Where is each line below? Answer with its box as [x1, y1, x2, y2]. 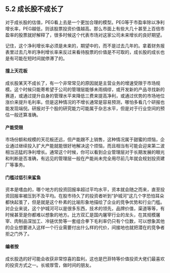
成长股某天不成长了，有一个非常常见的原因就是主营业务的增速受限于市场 [5, 80, 156, 86]
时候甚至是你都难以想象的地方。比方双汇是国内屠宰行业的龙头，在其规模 [5, 212, 156, 218]
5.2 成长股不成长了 [5, 5, 64, 14]
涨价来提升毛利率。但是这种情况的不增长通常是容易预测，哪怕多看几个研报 [5, 99, 160, 105]
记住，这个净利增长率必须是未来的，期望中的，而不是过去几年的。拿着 [5, 43, 152, 49]
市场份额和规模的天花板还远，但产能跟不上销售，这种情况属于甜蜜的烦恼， [5, 136, 160, 143]
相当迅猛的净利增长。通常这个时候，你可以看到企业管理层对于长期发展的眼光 [5, 149, 165, 155]
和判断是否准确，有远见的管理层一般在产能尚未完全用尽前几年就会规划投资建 [5, 155, 165, 162]
